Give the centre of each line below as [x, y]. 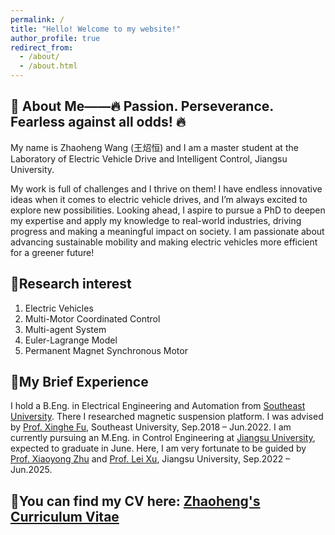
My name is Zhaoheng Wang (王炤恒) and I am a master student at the [154, 147]
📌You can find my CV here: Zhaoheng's [135, 501]
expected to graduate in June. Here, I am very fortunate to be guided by [158, 448]
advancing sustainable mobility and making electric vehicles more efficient [164, 242]
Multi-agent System [65, 329]
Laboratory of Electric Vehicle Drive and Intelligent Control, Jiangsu [149, 158]
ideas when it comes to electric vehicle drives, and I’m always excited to [159, 199]
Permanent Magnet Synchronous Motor [106, 350]
